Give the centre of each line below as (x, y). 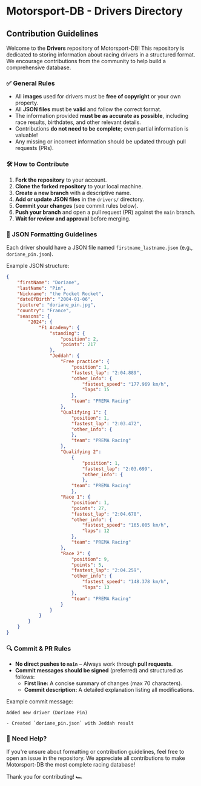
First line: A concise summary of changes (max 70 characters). (103, 683)
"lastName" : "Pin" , (42, 288)
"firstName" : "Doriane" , (48, 282)
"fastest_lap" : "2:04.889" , (107, 373)
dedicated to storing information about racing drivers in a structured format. (101, 55)
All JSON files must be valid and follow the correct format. (88, 109)
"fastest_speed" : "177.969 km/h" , (126, 384)
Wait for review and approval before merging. (73, 218)
